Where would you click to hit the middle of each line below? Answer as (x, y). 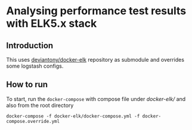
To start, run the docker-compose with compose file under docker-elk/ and (96, 99)
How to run (27, 85)
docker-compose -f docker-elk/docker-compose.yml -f (73, 116)
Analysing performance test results (96, 11)
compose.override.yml (33, 121)
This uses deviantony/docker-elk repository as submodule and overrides (95, 60)
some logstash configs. (35, 66)
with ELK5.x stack (52, 23)
